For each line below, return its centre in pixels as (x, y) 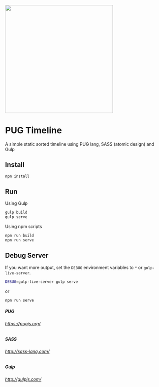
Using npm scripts (24, 227)
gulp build (16, 213)
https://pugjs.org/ (23, 324)
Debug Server (27, 255)
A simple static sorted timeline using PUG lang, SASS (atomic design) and (80, 144)
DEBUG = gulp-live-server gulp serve (42, 282)
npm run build (20, 236)
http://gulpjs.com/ (23, 379)
